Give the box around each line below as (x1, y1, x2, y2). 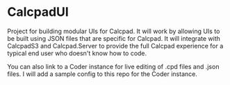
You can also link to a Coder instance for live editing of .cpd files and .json (7, 62, 220, 70)
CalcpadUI (7, 4, 69, 20)
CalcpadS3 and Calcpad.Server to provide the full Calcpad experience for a (7, 41, 224, 50)
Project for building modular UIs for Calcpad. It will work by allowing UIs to (7, 27, 220, 35)
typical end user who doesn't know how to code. (7, 49, 147, 57)
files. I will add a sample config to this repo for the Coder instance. (7, 70, 198, 78)
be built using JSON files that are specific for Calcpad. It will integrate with (7, 34, 220, 42)
